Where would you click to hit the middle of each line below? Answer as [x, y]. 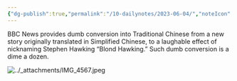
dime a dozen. [28, 56]
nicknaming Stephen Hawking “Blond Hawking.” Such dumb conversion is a [118, 49]
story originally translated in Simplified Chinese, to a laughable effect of [112, 41]
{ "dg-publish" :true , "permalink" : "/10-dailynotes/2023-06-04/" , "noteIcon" [119, 14]
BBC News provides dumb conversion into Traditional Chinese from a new [116, 34]
